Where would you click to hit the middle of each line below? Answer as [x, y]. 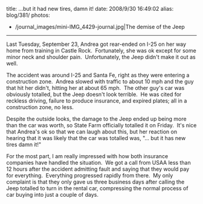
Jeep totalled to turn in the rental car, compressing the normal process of [97, 188]
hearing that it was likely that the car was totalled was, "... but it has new [96, 138]
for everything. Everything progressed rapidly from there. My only [90, 175]
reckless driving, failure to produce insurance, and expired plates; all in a [97, 101]
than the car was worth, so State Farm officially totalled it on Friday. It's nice [101, 125]
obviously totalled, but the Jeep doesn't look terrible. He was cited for [94, 94]
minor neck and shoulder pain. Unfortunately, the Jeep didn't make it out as [101, 57]
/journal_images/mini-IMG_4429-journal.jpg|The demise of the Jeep [100, 27]
